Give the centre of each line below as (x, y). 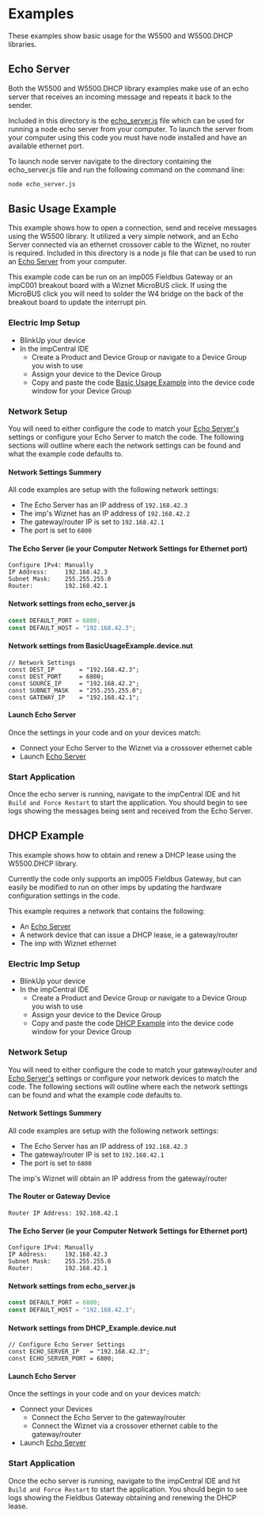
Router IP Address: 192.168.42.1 (63, 1213)
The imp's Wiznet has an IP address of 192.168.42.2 (105, 513)
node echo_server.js (42, 184)
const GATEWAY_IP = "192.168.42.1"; (74, 697)
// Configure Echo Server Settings (67, 1345)
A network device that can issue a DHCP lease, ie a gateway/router (129, 935)
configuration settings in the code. (64, 895)
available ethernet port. (46, 146)
